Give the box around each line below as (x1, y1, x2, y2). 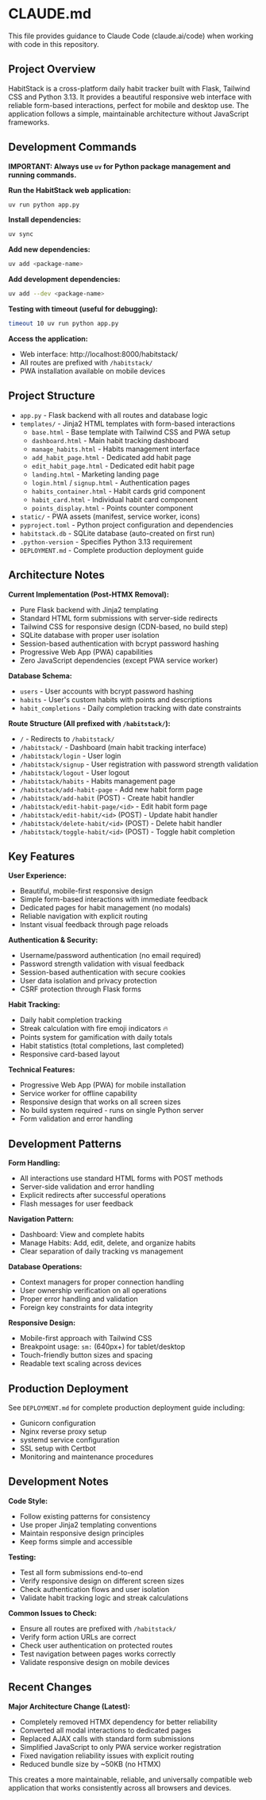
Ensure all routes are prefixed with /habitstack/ (19, 1624, 177, 1633)
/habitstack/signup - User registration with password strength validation (19, 759, 259, 769)
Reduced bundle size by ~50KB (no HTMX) (19, 1759, 161, 1768)
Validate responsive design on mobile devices (19, 1657, 170, 1667)
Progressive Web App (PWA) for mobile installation (19, 1080, 187, 1090)
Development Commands (8, 141, 137, 154)
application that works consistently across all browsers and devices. (8, 1783, 232, 1792)
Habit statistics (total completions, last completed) (19, 1041, 184, 1051)
